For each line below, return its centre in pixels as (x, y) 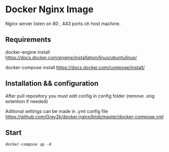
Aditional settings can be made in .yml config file (57, 111)
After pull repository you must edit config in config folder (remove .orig (80, 96)
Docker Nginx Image (49, 9)
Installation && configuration (52, 84)
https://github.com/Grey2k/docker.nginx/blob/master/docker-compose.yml (84, 117)
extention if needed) (27, 101)
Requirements (28, 40)
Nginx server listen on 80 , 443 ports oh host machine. (63, 24)
